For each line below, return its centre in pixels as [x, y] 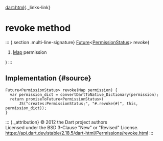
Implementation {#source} [49, 78]
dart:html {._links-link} [28, 7]
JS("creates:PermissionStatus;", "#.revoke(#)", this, [78, 104]
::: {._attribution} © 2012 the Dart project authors [56, 122]
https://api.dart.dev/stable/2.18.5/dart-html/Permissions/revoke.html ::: [79, 133]
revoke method [38, 28]
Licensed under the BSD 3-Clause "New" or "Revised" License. [72, 127]
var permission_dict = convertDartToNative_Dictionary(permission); [84, 94]
